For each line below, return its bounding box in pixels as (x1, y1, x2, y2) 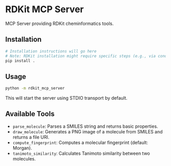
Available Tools (5, 109, 55, 118)
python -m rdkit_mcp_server (5, 86, 65, 91)
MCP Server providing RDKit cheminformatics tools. (5, 20, 114, 26)
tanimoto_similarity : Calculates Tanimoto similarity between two (12, 150, 150, 156)
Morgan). (12, 145, 32, 151)
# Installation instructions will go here (5, 48, 97, 54)
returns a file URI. (12, 134, 50, 140)
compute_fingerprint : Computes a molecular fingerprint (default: (12, 139, 149, 146)
